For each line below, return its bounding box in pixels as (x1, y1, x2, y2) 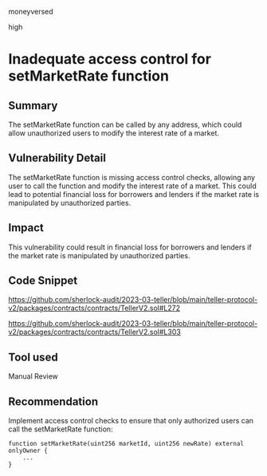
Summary (8, 99, 58, 112)
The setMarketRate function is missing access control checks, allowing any (8, 172, 256, 182)
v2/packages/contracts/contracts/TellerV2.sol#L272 (8, 303, 181, 313)
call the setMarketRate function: (8, 424, 113, 434)
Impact (8, 221, 44, 234)
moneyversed (8, 7, 53, 16)
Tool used (8, 350, 58, 364)
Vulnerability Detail (8, 151, 106, 165)
